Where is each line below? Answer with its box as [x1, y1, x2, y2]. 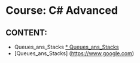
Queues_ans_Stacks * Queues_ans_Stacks [14, 43, 119, 50]
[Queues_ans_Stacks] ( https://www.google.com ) [14, 50, 135, 57]
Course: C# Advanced [5, 4, 118, 17]
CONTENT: [5, 28, 47, 38]
